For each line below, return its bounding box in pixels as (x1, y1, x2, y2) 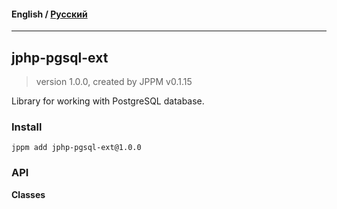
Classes (11, 188, 46, 200)
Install (11, 120, 43, 134)
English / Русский (11, 8, 88, 20)
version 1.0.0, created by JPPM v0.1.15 (35, 76, 193, 88)
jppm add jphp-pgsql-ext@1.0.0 (11, 143, 142, 153)
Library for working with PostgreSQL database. (11, 95, 205, 107)
